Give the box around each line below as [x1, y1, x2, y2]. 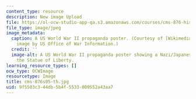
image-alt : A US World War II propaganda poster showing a [11, 52, 158, 58]
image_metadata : [6, 30, 45, 36]
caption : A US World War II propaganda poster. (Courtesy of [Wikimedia [11, 36, 192, 41]
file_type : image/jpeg [6, 24, 61, 31]
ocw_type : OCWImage [6, 68, 54, 74]
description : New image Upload [6, 14, 82, 20]
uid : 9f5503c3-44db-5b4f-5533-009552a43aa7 [6, 84, 114, 90]
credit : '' [11, 47, 38, 52]
